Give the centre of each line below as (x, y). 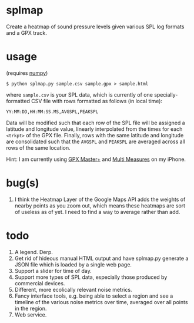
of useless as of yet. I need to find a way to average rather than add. (97, 212)
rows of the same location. (38, 147)
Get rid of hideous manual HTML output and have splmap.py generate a (101, 258)
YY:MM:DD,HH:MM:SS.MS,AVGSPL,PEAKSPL (52, 112)
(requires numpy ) (27, 73)
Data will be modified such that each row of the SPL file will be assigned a (96, 123)
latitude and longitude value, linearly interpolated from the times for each (94, 129)
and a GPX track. (26, 32)
